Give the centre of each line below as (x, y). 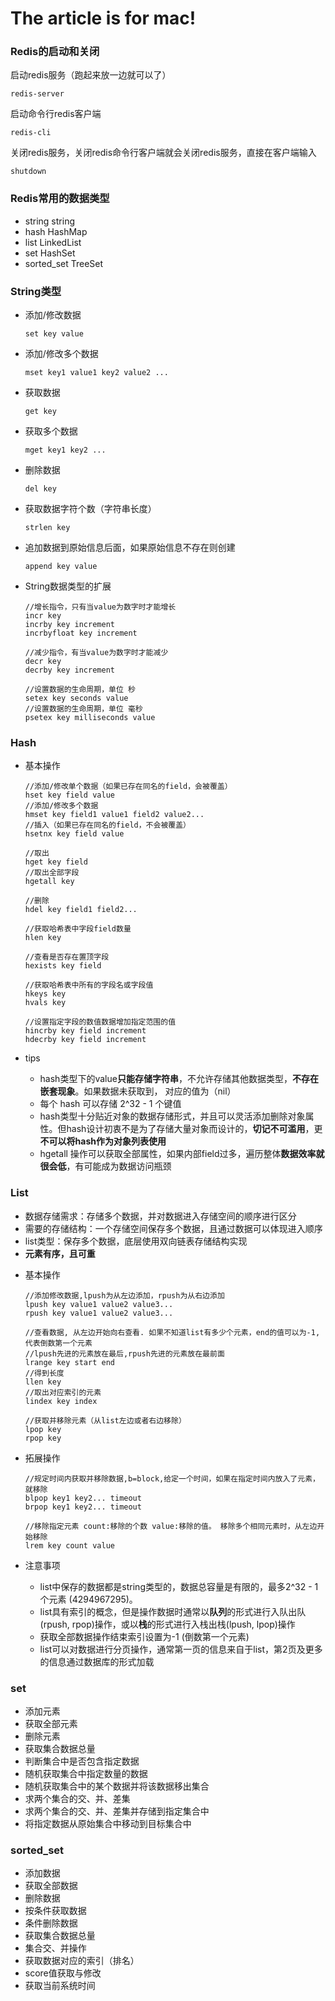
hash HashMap (56, 231)
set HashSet (50, 253)
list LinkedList (53, 242)
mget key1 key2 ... (65, 450)
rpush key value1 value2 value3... (99, 1313)
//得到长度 (44, 1373)
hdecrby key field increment (85, 1040)
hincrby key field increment (85, 1031)
